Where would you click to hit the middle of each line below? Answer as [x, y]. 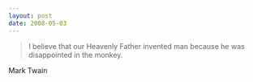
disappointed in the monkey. [75, 55]
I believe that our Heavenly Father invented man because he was [136, 46]
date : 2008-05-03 [38, 23]
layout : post [30, 16]
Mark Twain [28, 70]
